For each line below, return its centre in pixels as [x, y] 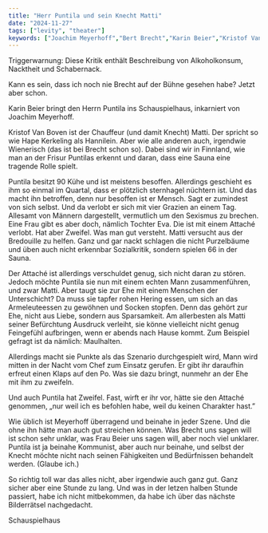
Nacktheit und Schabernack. [55, 69]
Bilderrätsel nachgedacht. [51, 505]
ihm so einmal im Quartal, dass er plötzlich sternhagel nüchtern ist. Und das [133, 190]
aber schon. [28, 93]
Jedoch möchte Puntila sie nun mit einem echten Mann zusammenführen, [130, 282]
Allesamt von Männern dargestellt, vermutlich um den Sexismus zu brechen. [134, 215]
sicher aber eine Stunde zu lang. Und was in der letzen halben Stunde [123, 488]
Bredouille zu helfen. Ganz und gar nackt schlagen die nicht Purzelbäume [129, 241]
